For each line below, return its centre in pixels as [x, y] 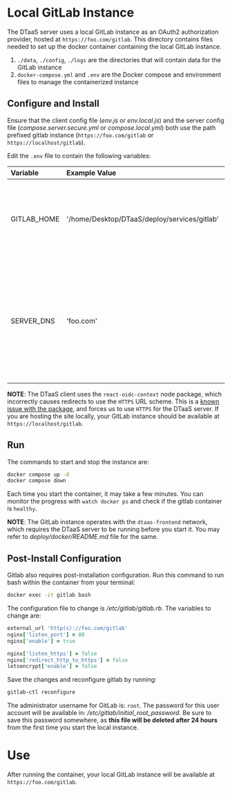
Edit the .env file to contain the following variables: [79, 155]
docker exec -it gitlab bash [49, 595]
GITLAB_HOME [35, 219]
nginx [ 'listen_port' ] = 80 [46, 634]
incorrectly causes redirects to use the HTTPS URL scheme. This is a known [113, 401]
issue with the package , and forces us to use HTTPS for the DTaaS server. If [113, 408]
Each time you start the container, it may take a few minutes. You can [105, 494]
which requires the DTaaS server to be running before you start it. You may [114, 529]
